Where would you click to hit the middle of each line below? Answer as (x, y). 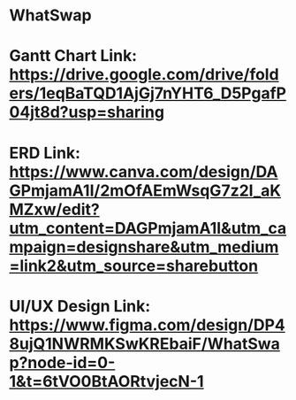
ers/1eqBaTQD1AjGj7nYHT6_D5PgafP (148, 93)
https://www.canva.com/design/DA (144, 171)
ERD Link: (45, 153)
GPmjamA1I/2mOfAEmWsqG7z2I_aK (145, 190)
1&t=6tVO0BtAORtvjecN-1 (107, 381)
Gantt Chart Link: (73, 56)
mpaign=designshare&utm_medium (144, 246)
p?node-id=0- (62, 362)
